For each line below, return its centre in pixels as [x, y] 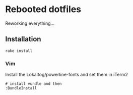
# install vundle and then [34, 84]
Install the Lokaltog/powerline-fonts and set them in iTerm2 [67, 75]
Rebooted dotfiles [43, 9]
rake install [19, 51]
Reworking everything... [30, 23]
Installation [23, 39]
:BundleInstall [21, 88]
